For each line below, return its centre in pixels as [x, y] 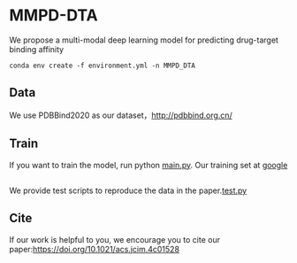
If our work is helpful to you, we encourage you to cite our [115, 239]
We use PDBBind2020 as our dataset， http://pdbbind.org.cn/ [121, 115]
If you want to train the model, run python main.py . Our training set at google [148, 165]
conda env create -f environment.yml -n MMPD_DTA [103, 66]
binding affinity [37, 49]
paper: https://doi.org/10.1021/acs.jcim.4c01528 [94, 249]
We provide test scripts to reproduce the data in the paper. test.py [128, 190]
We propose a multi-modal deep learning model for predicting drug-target [144, 40]
